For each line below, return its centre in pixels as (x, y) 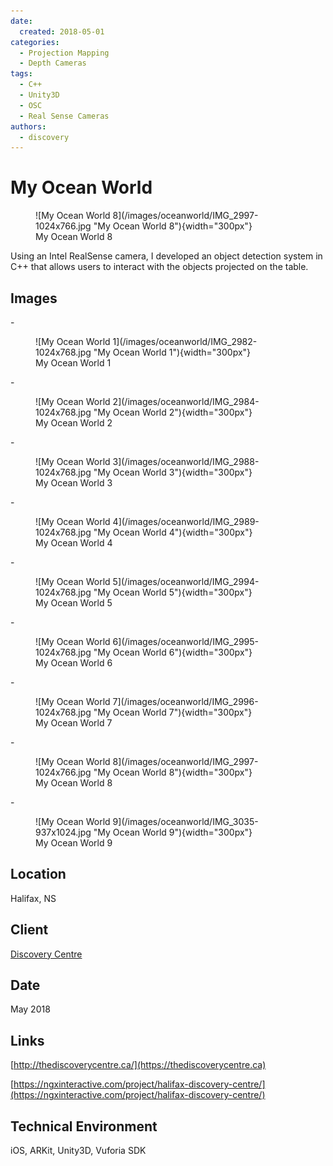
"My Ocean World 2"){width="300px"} (173, 412)
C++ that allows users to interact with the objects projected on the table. (159, 267)
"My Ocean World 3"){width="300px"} (173, 472)
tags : (21, 74)
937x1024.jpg (63, 832)
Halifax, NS (33, 898)
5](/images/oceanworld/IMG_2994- (186, 581)
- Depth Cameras (53, 63)
